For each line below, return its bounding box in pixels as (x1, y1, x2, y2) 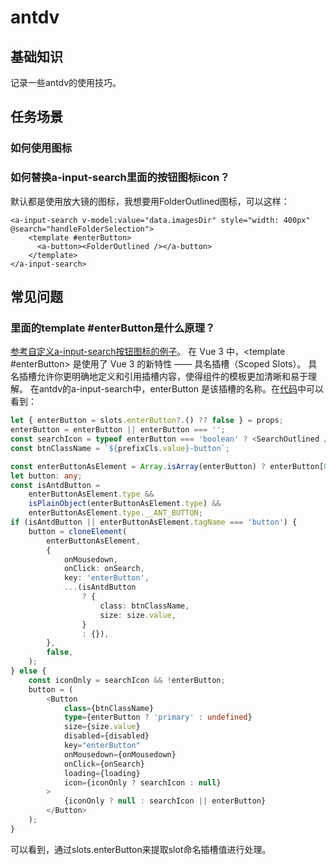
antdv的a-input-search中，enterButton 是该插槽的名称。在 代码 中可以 (38, 383, 325, 395)
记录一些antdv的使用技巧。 (10, 77, 122, 88)
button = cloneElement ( (28, 526, 128, 536)
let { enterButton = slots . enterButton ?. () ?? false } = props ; (10, 416, 284, 426)
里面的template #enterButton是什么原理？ (10, 321, 216, 335)
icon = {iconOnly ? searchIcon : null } (63, 777, 222, 788)
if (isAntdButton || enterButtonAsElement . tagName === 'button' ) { (10, 517, 298, 528)
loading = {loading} (63, 768, 141, 778)
